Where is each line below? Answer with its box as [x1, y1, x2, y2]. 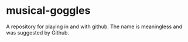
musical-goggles [6, 4, 91, 17]
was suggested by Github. [6, 29, 69, 36]
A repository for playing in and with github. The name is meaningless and [6, 23, 183, 30]
